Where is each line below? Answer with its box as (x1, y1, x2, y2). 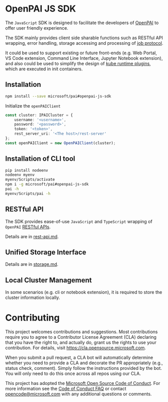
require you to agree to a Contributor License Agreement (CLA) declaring (5, 334, 157, 340)
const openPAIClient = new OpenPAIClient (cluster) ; (5, 140, 116, 146)
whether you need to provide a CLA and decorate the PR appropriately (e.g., (5, 360, 163, 366)
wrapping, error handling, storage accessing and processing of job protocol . (5, 40, 163, 46)
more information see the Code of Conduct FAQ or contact (5, 385, 127, 392)
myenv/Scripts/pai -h (5, 191, 51, 196)
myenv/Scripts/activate (5, 177, 55, 182)
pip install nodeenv (5, 168, 49, 173)
